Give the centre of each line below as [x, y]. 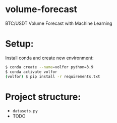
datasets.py [25, 111]
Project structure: [43, 97]
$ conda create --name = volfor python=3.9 [49, 67]
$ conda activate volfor [31, 72]
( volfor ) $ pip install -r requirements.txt [53, 76]
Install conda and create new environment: [50, 58]
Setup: [19, 44]
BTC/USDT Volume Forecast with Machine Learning [59, 23]
